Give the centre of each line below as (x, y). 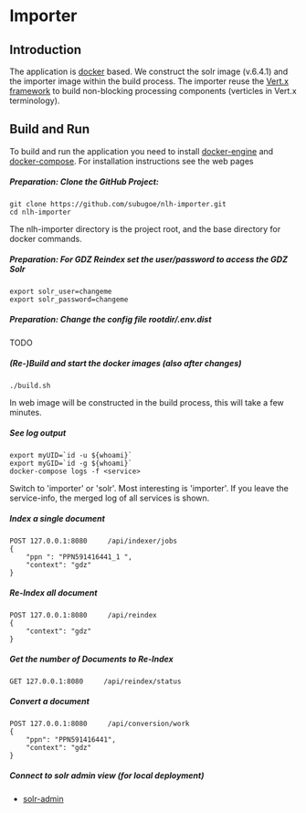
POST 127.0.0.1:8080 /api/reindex (83, 615)
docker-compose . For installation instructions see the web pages (132, 161)
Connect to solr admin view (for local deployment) (107, 776)
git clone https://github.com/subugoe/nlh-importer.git (118, 204)
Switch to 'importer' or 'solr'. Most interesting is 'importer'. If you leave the (149, 488)
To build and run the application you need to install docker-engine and (142, 151)
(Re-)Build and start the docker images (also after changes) (126, 364)
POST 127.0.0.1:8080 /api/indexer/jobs (94, 541)
